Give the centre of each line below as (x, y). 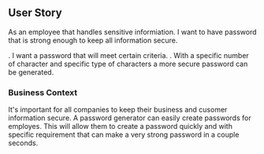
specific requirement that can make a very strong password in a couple (124, 135)
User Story (35, 13)
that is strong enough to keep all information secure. (93, 40)
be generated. (31, 72)
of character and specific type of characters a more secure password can (128, 64)
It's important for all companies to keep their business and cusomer (118, 110)
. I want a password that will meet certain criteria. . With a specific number (129, 55)
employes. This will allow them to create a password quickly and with (120, 126)
